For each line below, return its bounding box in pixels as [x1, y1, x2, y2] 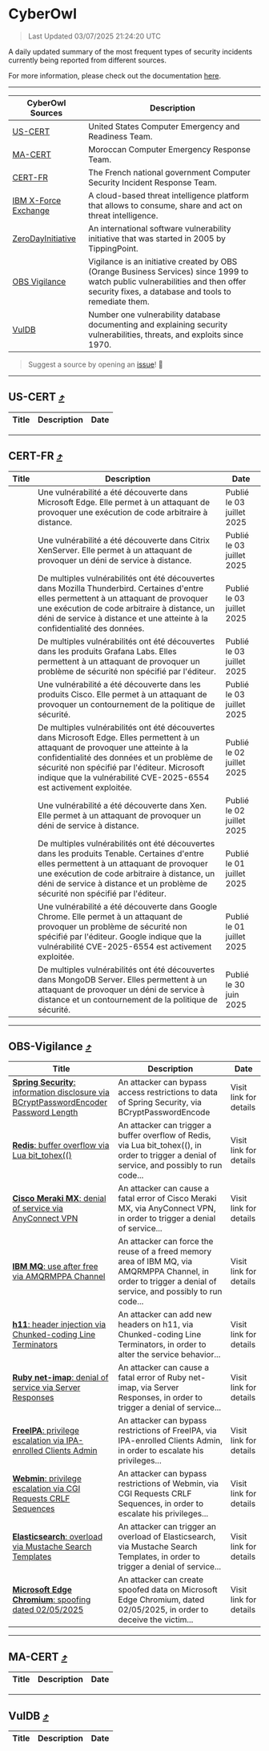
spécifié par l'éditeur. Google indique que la [37, 930, 203, 942]
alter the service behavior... [118, 1349, 221, 1360]
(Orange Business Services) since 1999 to [87, 266, 249, 277]
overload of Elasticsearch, [118, 1531, 216, 1542]
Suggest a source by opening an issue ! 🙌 [27, 359, 163, 369]
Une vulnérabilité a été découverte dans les [37, 678, 202, 689]
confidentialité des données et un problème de [37, 752, 214, 763]
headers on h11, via [118, 1319, 194, 1330]
